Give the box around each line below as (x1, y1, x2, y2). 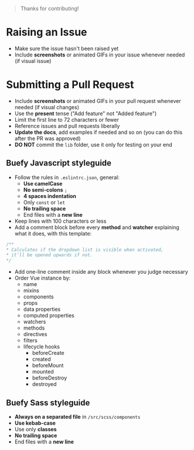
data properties (23, 305, 61, 313)
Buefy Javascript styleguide (6, 158, 112, 168)
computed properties (23, 312, 74, 319)
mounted (32, 368, 54, 375)
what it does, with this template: (14, 230, 92, 237)
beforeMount (32, 362, 64, 369)
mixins (23, 287, 39, 294)
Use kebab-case (14, 419, 56, 427)
